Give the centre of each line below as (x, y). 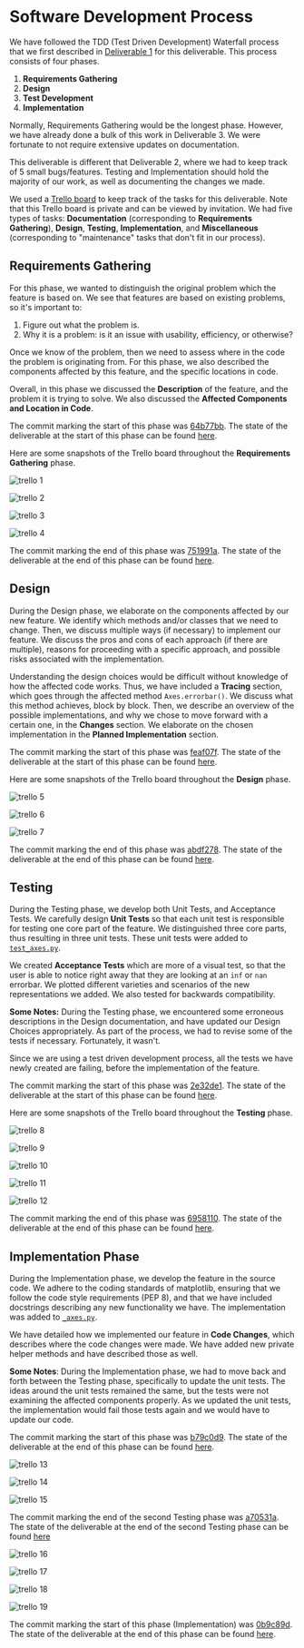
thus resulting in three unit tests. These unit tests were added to (128, 938)
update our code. (42, 1420)
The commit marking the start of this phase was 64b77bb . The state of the (149, 426)
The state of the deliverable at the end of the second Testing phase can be (149, 1527)
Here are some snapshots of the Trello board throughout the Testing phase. (151, 1113)
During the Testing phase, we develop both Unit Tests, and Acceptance (142, 909)
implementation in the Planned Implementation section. (114, 734)
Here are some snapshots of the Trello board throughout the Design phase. (150, 779)
